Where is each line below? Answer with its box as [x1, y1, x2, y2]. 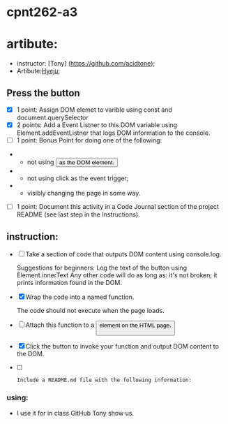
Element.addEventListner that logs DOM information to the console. [16, 129, 211, 137]
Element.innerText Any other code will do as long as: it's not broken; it [16, 271, 218, 279]
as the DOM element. [59, 159, 114, 166]
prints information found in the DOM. [16, 279, 123, 286]
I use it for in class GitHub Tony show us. [16, 409, 134, 417]
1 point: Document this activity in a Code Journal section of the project [16, 203, 219, 211]
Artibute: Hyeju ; [16, 67, 61, 75]
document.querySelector [16, 113, 89, 122]
